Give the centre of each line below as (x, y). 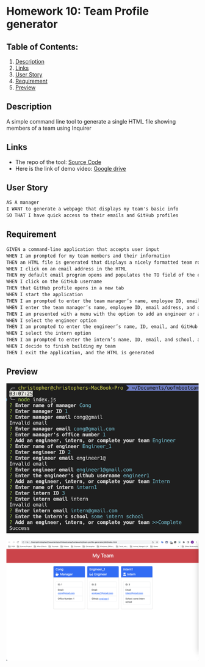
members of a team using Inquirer (49, 128)
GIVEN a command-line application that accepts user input (83, 249)
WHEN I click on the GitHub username (54, 282)
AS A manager (23, 203)
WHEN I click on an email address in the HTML (67, 269)
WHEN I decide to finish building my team (61, 346)
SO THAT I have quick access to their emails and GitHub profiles (92, 215)
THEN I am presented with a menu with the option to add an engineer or (101, 314)
